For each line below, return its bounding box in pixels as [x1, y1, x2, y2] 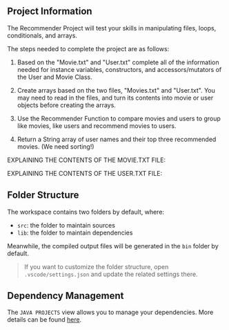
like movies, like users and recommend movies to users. [17, 121, 177, 130]
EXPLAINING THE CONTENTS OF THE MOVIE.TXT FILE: [7, 156, 166, 164]
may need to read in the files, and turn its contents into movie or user [17, 93, 214, 102]
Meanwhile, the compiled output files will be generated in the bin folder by [7, 241, 219, 250]
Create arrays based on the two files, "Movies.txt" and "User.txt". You [17, 86, 215, 94]
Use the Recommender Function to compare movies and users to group [17, 114, 221, 122]
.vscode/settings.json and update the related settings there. [23, 270, 198, 278]
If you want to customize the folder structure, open [23, 262, 169, 271]
